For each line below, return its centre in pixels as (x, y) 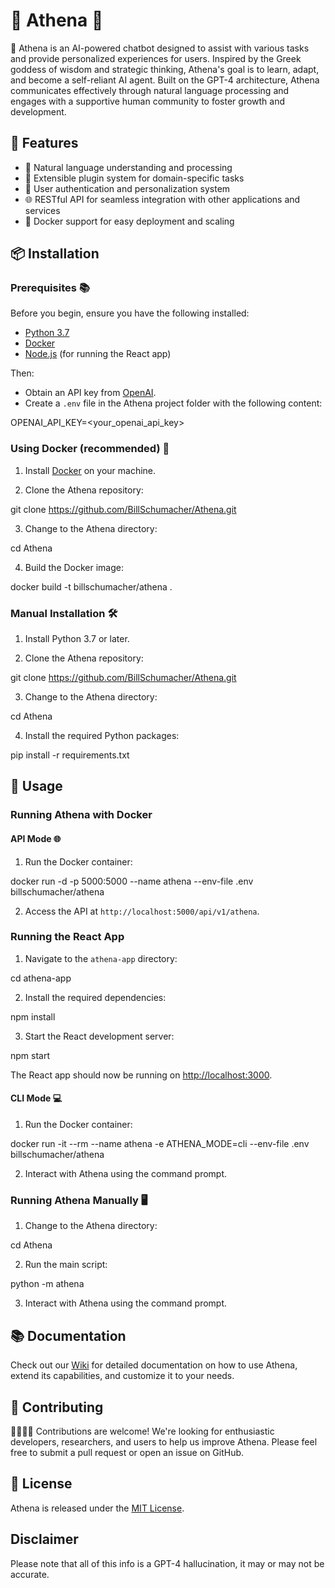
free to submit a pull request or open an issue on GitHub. (127, 1452)
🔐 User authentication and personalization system (127, 188)
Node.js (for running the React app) (98, 354)
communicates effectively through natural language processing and (150, 90)
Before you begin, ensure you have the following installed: (130, 313)
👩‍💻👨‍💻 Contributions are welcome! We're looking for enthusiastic (142, 1431)
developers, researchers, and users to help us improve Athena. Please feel (164, 1441)
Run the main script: (66, 1265)
